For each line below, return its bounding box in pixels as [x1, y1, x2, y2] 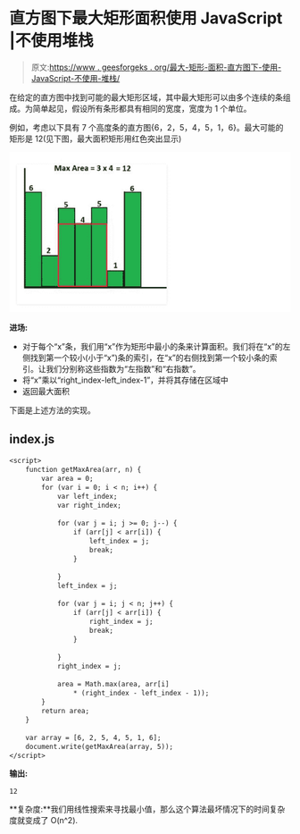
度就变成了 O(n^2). [9, 815, 79, 826]
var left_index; [56, 493, 118, 501]
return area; [41, 707, 90, 716]
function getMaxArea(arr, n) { [25, 466, 142, 475]
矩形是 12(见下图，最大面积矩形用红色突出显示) [9, 133, 182, 144]
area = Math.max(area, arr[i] [56, 680, 170, 689]
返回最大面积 [21, 386, 70, 397]
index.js [9, 431, 55, 447]
